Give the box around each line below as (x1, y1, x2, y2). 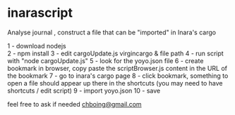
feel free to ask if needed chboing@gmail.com (7, 100, 143, 108)
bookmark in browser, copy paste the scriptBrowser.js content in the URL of (7, 64, 228, 72)
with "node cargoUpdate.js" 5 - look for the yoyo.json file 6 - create (7, 56, 204, 65)
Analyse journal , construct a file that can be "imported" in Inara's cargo (7, 28, 217, 36)
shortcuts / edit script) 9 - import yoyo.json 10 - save (7, 86, 161, 95)
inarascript (7, 5, 73, 21)
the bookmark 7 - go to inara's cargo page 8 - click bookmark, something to (7, 72, 229, 80)
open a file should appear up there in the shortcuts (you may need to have (7, 79, 223, 87)
